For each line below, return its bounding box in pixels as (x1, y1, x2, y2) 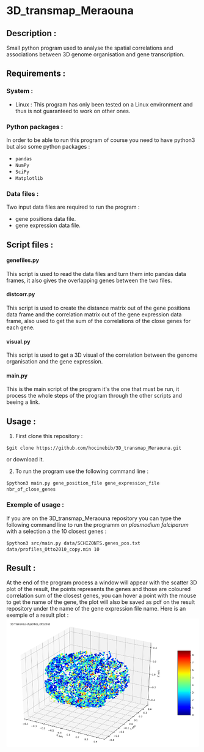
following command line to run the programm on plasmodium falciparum (6, 521, 189, 528)
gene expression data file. (15, 222, 81, 229)
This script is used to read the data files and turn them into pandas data (6, 270, 186, 277)
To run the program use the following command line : (15, 467, 148, 475)
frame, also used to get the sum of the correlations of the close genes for (6, 318, 191, 325)
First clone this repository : (15, 433, 83, 440)
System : (6, 87, 34, 95)
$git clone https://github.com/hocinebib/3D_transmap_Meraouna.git (6, 445, 182, 452)
